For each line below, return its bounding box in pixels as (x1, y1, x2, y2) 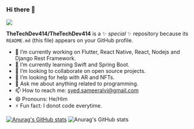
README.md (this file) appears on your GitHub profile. (6, 37, 133, 44)
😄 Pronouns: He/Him (14, 96, 68, 103)
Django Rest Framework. (14, 55, 76, 62)
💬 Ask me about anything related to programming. (14, 80, 139, 87)
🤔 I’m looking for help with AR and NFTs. (14, 74, 115, 81)
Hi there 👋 (6, 5, 36, 14)
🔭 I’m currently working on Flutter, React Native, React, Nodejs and (14, 48, 180, 56)
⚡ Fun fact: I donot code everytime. (14, 102, 103, 109)
